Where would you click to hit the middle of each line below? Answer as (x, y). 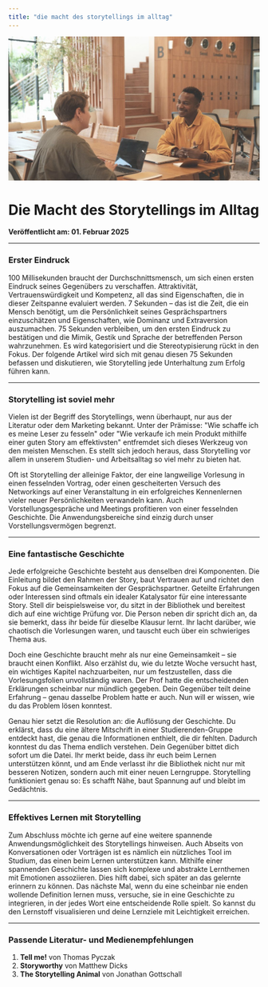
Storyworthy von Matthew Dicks (74, 965)
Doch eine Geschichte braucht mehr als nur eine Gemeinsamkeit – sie (122, 655)
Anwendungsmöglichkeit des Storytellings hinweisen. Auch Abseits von (126, 843)
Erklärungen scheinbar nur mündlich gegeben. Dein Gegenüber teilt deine (130, 689)
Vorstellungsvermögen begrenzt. (62, 526)
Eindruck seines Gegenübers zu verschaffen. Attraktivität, (103, 286)
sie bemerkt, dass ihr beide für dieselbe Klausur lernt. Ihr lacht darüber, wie (132, 622)
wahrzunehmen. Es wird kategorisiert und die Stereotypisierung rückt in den (134, 346)
